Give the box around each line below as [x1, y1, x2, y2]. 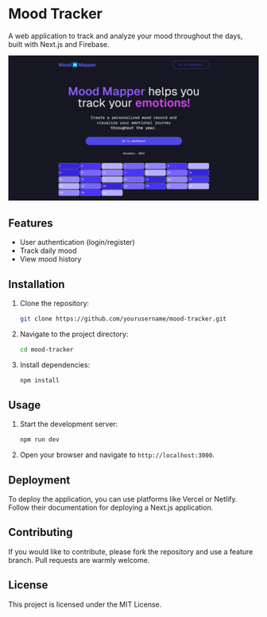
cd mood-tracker [19, 345, 74, 354]
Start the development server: [19, 419, 118, 429]
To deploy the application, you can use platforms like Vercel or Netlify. [8, 495, 238, 504]
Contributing [8, 526, 73, 539]
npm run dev [19, 436, 60, 444]
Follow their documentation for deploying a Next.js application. [8, 503, 214, 513]
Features [8, 216, 53, 230]
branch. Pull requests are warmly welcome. [8, 555, 150, 565]
